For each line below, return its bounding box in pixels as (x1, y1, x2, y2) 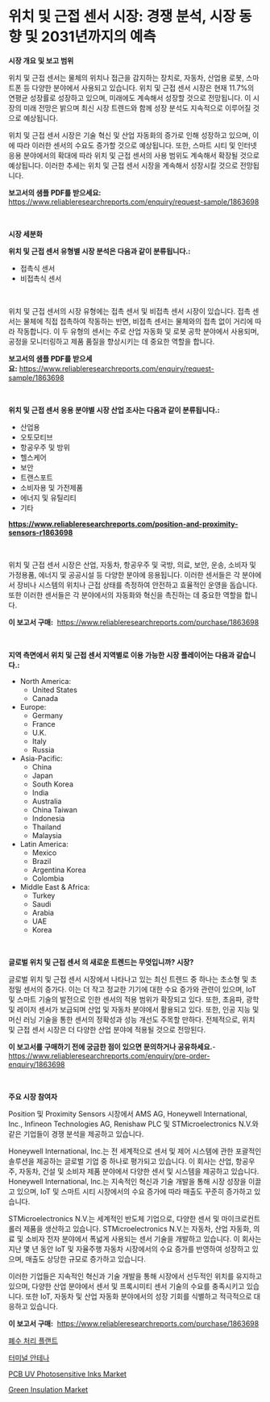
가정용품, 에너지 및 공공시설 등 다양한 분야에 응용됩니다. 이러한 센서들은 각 (8, 570, 240, 579)
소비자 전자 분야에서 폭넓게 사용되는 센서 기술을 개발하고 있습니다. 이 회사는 (25, 1233, 262, 1243)
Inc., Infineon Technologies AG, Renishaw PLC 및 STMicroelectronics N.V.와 (8, 1119, 260, 1129)
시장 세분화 (8, 229, 43, 239)
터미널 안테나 (8, 1353, 50, 1362)
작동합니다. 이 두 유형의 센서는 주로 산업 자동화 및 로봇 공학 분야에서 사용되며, (16, 326, 260, 336)
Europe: (19, 702, 47, 711)
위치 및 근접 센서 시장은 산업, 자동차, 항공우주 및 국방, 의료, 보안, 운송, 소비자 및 (8, 560, 256, 570)
